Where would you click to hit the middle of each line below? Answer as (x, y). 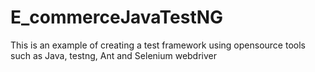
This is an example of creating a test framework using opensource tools (158, 45)
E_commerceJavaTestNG (117, 17)
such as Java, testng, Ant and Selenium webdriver (114, 55)
